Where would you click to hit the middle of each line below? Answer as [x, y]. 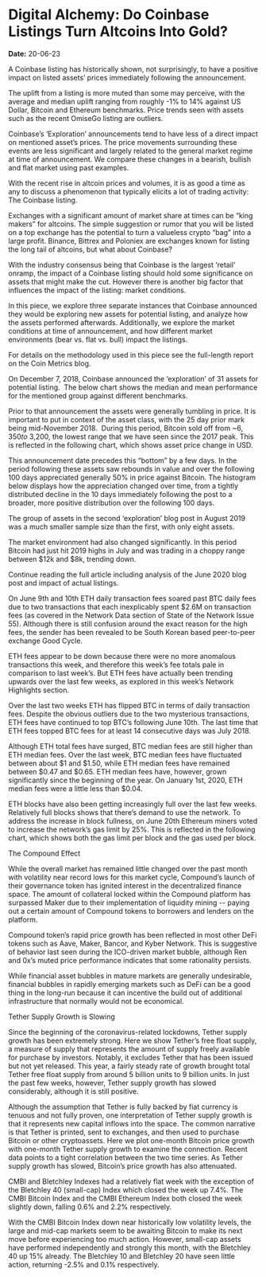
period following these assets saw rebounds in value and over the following [132, 468]
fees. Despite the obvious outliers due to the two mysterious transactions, [129, 714]
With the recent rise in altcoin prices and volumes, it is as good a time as [127, 183]
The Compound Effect [44, 853]
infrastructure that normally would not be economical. [96, 1001]
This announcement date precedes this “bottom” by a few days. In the [123, 460]
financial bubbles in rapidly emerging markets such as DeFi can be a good [129, 984]
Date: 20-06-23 [35, 53]
